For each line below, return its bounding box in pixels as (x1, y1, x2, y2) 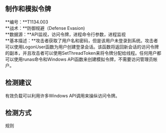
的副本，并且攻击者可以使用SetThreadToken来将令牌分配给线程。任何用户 (5, 50, 157, 56)
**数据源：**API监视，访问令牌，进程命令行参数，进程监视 (5, 31, 126, 37)
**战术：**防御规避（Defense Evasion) (5, 25, 85, 31)
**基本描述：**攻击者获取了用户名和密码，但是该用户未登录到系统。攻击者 (5, 37, 159, 43)
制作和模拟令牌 (5, 4, 51, 13)
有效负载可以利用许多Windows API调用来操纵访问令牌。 (5, 93, 120, 99)
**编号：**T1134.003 (5, 19, 48, 25)
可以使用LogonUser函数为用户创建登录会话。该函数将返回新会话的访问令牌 (5, 44, 159, 50)
